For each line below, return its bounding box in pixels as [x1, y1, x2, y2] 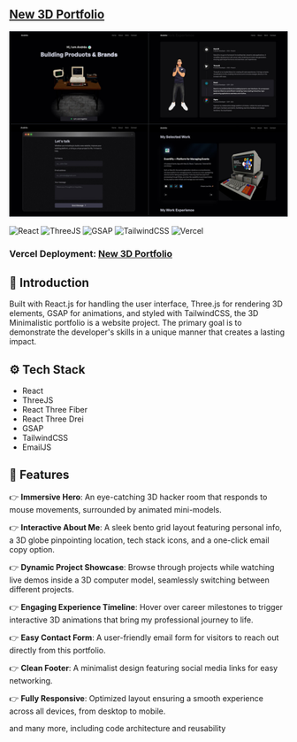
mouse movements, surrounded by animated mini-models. [9, 504, 223, 514]
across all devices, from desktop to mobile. [9, 706, 166, 716]
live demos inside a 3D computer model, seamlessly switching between [9, 575, 270, 585]
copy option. [9, 544, 56, 554]
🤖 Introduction [9, 274, 90, 290]
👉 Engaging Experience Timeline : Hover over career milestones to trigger [9, 601, 284, 612]
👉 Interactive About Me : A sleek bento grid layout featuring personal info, [9, 522, 283, 532]
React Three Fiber [21, 405, 88, 415]
